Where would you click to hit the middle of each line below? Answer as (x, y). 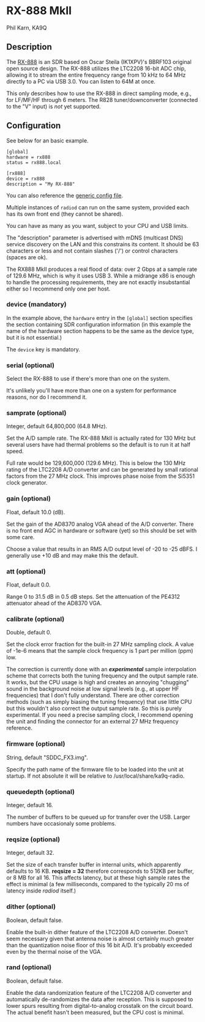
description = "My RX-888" (41, 184)
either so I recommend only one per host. (58, 289)
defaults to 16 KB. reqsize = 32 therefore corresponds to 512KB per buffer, (100, 871)
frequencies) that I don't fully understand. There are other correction (93, 695)
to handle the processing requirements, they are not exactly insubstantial (98, 282)
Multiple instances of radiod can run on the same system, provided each (98, 207)
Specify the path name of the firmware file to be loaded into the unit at (95, 769)
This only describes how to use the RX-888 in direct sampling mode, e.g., (99, 93)
